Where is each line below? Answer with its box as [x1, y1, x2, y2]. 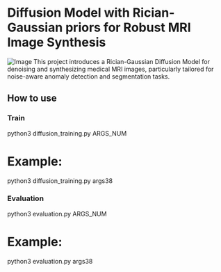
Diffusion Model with [7, 5, 130, 21]
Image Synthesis [7, 35, 106, 50]
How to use [7, 93, 57, 104]
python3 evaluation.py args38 [7, 257, 93, 265]
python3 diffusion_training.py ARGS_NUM [7, 129, 127, 137]
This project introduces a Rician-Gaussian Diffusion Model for [33, 57, 211, 65]
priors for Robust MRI [65, 19, 191, 35]
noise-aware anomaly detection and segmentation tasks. [7, 72, 170, 81]
